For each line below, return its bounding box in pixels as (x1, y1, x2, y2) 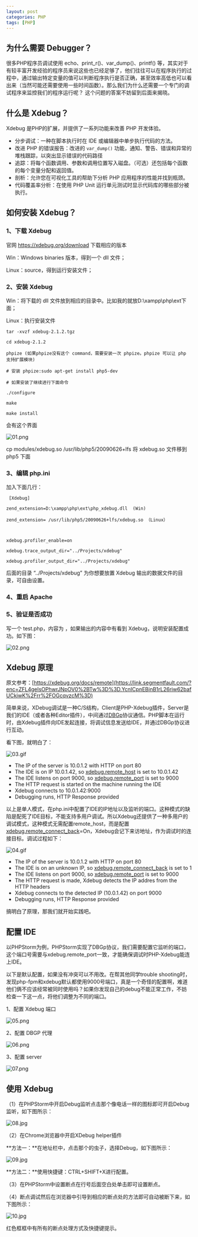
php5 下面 (6, 453, 31, 460)
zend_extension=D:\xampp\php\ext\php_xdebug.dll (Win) (6, 506, 146, 512)
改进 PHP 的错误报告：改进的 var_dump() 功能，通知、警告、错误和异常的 (14, 145, 192, 151)
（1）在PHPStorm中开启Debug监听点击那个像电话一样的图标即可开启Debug (6, 1100, 190, 1107)
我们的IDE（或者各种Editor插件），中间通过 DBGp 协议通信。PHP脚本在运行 (6, 711, 185, 719)
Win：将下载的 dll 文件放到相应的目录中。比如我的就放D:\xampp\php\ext (6, 297, 181, 304)
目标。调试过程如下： (11, 835, 63, 842)
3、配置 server (6, 1053, 42, 1061)
